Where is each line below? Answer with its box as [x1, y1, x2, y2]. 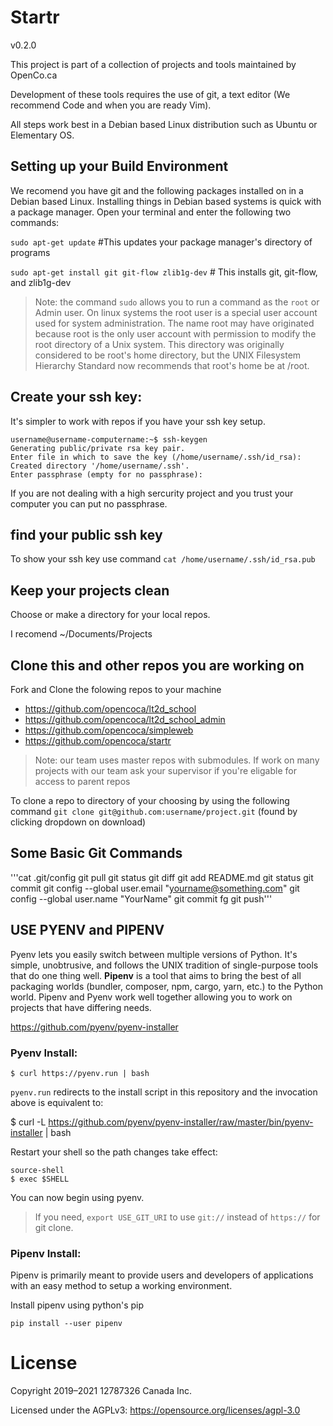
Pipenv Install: [10, 1246, 82, 1260]
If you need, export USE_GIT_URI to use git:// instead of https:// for [34, 1211, 321, 1223]
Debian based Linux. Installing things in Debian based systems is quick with [10, 195, 322, 207]
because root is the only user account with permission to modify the [34, 327, 317, 340]
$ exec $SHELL [10, 1174, 70, 1184]
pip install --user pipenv [10, 1319, 123, 1329]
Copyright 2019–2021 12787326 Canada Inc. [10, 1385, 193, 1397]
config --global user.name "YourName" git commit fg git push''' [10, 892, 273, 905]
